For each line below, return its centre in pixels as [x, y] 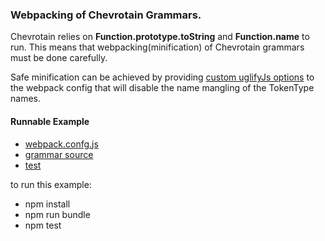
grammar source [59, 154]
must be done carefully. [59, 58]
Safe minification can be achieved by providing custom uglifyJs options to [162, 77]
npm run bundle [57, 214]
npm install [47, 204]
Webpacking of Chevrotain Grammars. [106, 15]
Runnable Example [50, 121]
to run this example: [51, 184]
